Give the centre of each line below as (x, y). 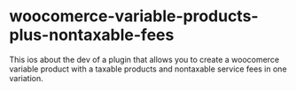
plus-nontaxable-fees (92, 35)
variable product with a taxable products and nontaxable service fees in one (148, 69)
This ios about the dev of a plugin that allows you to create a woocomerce (144, 59)
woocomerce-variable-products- (134, 16)
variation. (26, 78)
